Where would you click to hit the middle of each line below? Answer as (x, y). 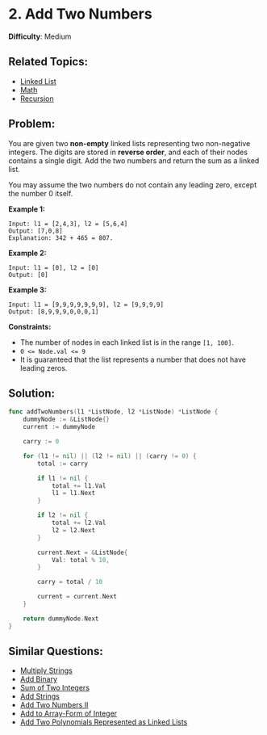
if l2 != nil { (63, 515)
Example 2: (27, 253)
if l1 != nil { (63, 478)
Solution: (31, 393)
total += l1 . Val (79, 485)
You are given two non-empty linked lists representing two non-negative (129, 143)
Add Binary (39, 679)
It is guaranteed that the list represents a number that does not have (133, 359)
